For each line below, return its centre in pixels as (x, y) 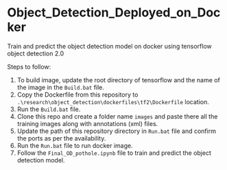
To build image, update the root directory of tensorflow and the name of (119, 80)
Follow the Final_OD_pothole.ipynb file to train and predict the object (114, 153)
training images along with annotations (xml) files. (87, 123)
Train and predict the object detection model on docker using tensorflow (109, 46)
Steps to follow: (29, 66)
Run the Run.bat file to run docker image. (75, 145)
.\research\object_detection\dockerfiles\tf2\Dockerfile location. (113, 101)
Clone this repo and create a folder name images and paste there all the (117, 116)
